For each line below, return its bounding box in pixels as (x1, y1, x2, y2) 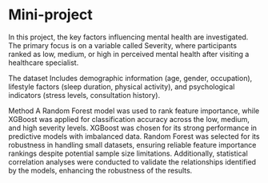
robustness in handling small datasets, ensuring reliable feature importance (8, 140, 257, 149)
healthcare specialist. (8, 58, 79, 67)
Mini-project (8, 6, 94, 24)
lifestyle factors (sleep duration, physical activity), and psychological (8, 82, 235, 91)
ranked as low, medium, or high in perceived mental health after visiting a (8, 49, 250, 59)
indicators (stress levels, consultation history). (8, 90, 161, 100)
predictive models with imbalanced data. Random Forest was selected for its (8, 131, 260, 141)
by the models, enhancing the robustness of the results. (8, 165, 193, 175)
